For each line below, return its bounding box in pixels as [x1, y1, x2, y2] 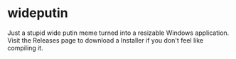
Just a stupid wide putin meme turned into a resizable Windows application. [7, 28, 230, 37]
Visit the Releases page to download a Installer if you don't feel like [7, 36, 204, 44]
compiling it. [7, 43, 44, 52]
